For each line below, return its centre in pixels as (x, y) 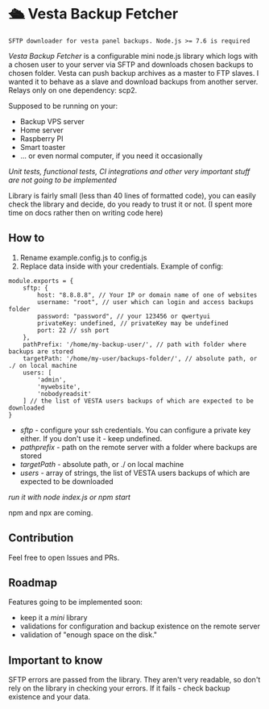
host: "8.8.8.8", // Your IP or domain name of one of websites (147, 295)
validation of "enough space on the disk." (89, 635)
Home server (42, 130)
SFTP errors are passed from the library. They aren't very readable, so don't (134, 680)
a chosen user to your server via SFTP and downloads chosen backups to (131, 65)
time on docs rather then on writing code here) (86, 212)
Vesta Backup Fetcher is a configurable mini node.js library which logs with (133, 56)
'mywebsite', (59, 386)
